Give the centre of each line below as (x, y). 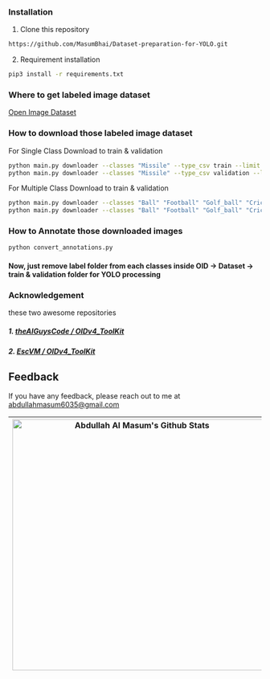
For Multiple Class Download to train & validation (88, 188)
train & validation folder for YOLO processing (84, 274)
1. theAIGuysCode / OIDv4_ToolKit (66, 331)
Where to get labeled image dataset (79, 95)
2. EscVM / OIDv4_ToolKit (52, 351)
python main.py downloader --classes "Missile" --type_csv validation (129, 173)
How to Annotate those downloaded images (96, 231)
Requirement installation (60, 59)
